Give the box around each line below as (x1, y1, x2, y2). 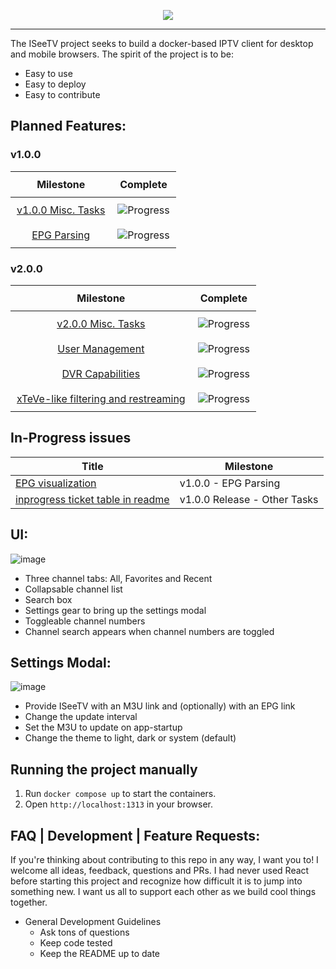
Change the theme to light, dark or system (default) (24, 732, 237, 744)
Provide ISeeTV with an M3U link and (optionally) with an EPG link (24, 700, 296, 712)
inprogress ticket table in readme (15, 492, 170, 506)
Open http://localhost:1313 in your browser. (24, 798, 213, 810)
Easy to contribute (24, 89, 101, 100)
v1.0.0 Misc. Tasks (16, 203, 106, 217)
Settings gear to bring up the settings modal (24, 604, 207, 616)
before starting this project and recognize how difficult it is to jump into (10, 875, 303, 887)
